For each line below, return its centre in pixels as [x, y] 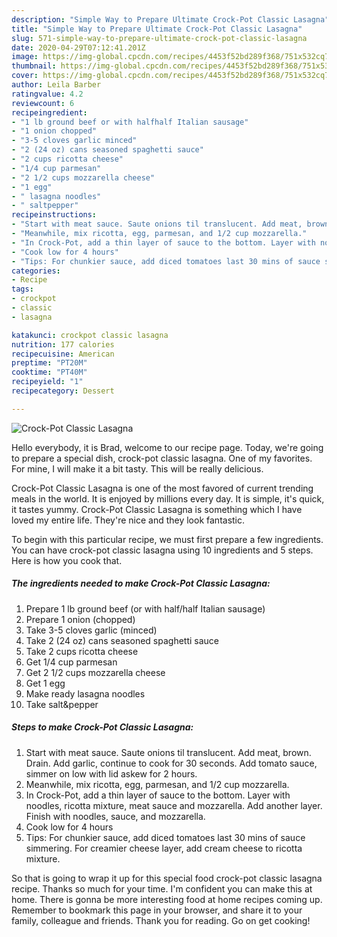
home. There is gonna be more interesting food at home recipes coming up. [167, 899]
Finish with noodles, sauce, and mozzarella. [115, 816]
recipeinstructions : [54, 215]
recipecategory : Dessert [63, 391]
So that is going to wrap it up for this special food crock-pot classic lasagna [167, 878]
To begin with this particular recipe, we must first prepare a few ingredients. [167, 539]
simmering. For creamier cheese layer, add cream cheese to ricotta [164, 848]
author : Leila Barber [56, 85]
